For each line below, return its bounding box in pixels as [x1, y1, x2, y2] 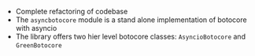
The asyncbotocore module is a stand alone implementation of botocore [15, 15, 247, 24]
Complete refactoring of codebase [15, 7, 128, 16]
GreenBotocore [15, 42, 62, 50]
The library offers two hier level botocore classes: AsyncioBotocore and [15, 32, 246, 41]
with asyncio [15, 24, 57, 32]
